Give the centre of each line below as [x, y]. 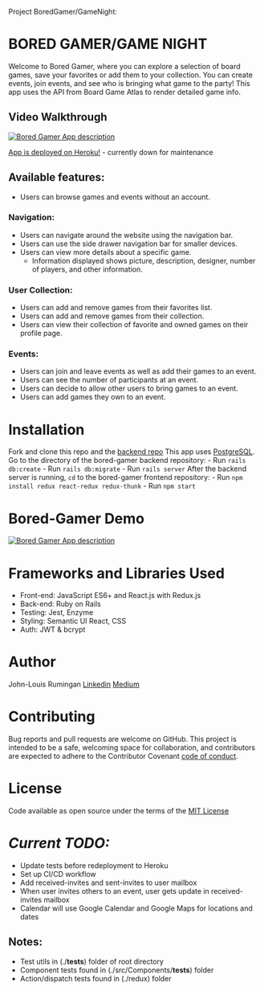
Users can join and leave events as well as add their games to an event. [138, 371]
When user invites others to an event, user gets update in [115, 891]
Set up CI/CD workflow [58, 874]
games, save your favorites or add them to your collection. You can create [130, 75]
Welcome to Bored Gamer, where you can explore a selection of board [124, 66]
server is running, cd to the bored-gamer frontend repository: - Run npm [126, 477]
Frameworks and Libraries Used [116, 573]
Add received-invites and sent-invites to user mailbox [108, 882]
